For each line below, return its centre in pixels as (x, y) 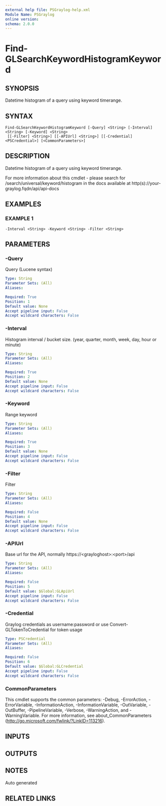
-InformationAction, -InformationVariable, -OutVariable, (91, 705)
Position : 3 (17, 447)
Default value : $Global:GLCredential (44, 667)
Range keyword (21, 414)
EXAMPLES (23, 204)
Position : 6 (17, 662)
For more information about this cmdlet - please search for (65, 178)
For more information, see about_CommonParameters (97, 716)
